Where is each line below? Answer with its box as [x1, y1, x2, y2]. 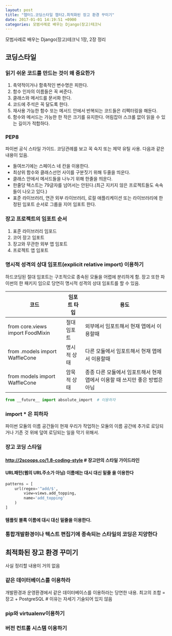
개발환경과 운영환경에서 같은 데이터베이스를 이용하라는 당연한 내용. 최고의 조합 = [5, 589, 165, 596]
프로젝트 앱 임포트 [12, 247, 49, 253]
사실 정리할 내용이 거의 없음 [5, 563, 60, 569]
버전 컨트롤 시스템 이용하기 [5, 625, 68, 632]
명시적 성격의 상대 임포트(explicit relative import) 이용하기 [5, 261, 144, 268]
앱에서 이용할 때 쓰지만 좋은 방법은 [85, 376, 163, 383]
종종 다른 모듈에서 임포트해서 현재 [85, 369, 162, 376]
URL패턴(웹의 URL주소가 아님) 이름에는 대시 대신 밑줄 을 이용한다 [5, 470, 134, 476]
